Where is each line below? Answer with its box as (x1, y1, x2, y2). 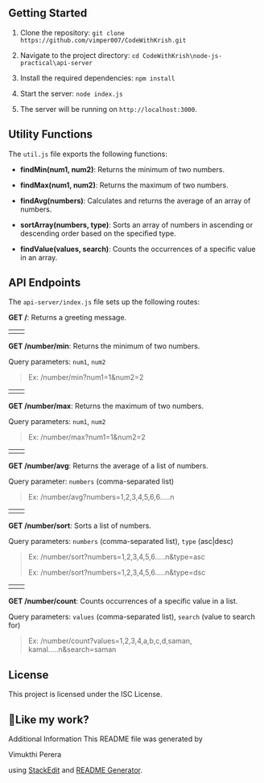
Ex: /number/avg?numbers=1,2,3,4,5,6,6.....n (27, 492, 175, 502)
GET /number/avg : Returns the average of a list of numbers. (8, 461, 208, 471)
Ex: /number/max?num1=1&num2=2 (27, 432, 146, 442)
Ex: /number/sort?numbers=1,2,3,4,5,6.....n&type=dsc (27, 567, 206, 578)
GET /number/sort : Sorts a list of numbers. (8, 521, 151, 530)
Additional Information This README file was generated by (8, 734, 203, 744)
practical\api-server (19, 59, 93, 67)
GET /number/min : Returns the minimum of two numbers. (8, 341, 200, 351)
